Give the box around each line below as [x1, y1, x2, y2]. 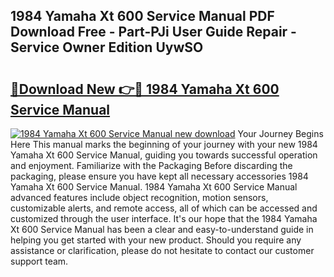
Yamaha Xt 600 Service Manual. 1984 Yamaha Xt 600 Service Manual [10, 181, 298, 193]
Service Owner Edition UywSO [10, 39, 204, 56]
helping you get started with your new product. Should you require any [10, 234, 302, 246]
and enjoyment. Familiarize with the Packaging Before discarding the [10, 160, 293, 171]
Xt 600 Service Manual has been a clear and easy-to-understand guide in [10, 224, 314, 235]
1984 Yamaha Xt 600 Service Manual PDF [10, 8, 275, 25]
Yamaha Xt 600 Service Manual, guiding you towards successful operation [10, 149, 318, 161]
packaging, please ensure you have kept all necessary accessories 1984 [10, 170, 309, 182]
